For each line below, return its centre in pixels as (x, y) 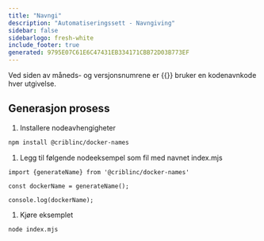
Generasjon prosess (59, 109)
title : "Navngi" (35, 16)
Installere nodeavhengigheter (68, 127)
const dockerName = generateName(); (69, 186)
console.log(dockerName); (51, 200)
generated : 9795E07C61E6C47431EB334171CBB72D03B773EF (99, 52)
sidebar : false (33, 30)
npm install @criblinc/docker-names (69, 142)
